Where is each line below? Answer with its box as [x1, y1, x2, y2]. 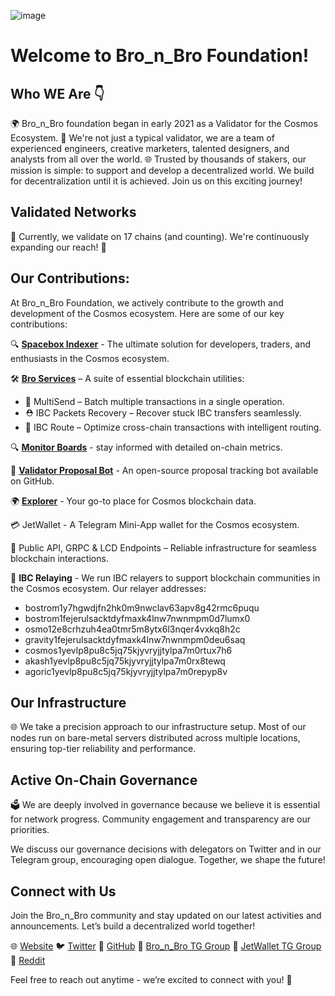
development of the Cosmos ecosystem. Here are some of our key [10, 307, 285, 319]
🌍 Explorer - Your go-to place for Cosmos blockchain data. [10, 495, 257, 507]
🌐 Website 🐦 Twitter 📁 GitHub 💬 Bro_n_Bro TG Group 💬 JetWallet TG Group [10, 940, 322, 952]
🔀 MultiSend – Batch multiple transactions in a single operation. [24, 395, 285, 407]
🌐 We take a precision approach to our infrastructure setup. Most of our [10, 721, 307, 733]
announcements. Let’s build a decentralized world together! [10, 920, 256, 932]
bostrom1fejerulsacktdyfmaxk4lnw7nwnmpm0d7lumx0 [24, 612, 251, 624]
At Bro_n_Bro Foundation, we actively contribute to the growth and [10, 296, 284, 309]
